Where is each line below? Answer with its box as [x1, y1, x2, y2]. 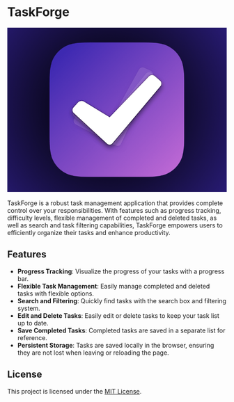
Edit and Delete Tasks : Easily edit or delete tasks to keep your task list [17, 311, 219, 320]
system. [17, 304, 40, 312]
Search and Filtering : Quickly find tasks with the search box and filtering [17, 296, 226, 305]
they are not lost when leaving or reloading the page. [17, 348, 169, 357]
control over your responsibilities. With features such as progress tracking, [7, 206, 221, 214]
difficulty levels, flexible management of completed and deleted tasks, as [7, 214, 217, 222]
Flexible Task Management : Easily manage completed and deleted [17, 282, 210, 290]
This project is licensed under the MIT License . [7, 387, 142, 395]
